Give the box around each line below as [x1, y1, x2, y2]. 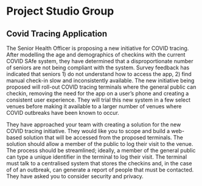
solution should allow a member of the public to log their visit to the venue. [6, 140, 193, 147]
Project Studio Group [6, 4, 114, 18]
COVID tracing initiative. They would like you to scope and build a [6, 128, 170, 134]
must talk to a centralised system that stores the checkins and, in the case [6, 160, 192, 167]
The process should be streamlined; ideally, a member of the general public [6, 147, 196, 154]
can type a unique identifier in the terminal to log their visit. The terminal [6, 153, 187, 160]
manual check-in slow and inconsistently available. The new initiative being [6, 77, 195, 84]
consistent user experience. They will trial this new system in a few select [6, 96, 190, 103]
